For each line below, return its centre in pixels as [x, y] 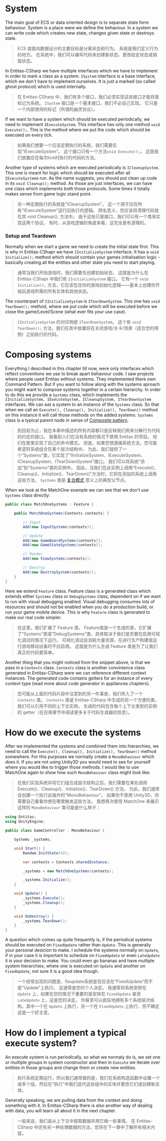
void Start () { [30, 848]
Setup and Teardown [31, 236]
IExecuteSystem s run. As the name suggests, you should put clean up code [81, 178]
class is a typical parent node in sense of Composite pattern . [67, 420]
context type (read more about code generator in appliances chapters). [78, 683]
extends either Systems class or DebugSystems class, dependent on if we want [83, 596]
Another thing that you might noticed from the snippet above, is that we [78, 662]
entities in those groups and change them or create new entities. [71, 1068]
